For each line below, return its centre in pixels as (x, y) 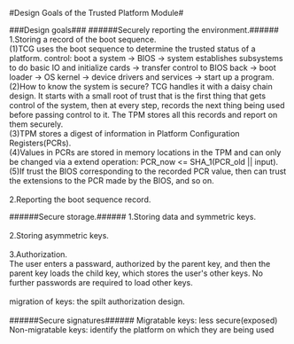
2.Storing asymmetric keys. (59, 235)
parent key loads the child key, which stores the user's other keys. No (136, 273)
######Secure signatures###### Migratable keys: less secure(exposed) (143, 320)
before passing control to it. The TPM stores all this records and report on (143, 115)
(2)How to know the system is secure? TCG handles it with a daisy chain (141, 86)
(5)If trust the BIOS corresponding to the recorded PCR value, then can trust (148, 171)
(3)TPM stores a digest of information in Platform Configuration (125, 133)
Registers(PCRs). (40, 143)
